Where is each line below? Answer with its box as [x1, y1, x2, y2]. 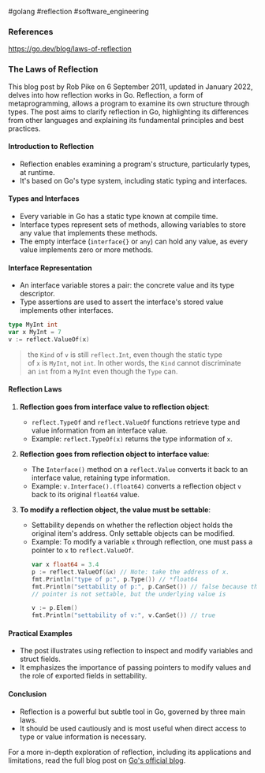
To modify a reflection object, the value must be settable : [19, 505, 211, 515]
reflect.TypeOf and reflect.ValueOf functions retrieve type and [31, 418, 241, 427]
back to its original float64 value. [31, 490, 140, 500]
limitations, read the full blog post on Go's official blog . [8, 756, 186, 765]
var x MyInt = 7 [8, 329, 62, 336]
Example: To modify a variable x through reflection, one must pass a [31, 537, 253, 547]
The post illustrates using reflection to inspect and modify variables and [19, 646, 253, 656]
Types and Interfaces [8, 194, 80, 203]
